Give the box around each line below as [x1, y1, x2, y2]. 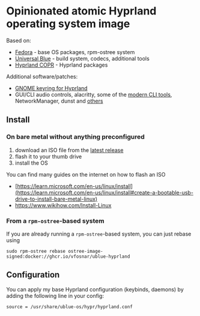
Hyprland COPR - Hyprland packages [14, 61, 108, 68]
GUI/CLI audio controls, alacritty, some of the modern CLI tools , [14, 91, 172, 98]
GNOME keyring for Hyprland [14, 84, 88, 91]
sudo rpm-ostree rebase [6, 248, 66, 254]
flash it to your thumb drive [14, 153, 82, 160]
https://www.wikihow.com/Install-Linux [14, 201, 112, 208]
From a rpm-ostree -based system [6, 216, 105, 225]
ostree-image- [68, 248, 103, 254]
